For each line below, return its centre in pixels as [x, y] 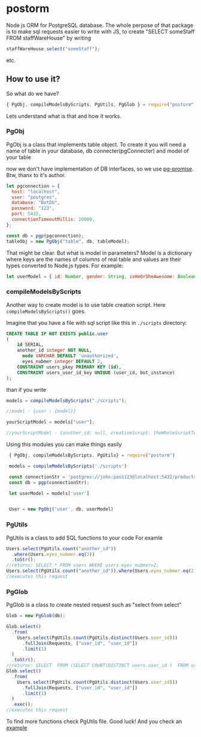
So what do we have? [33, 93]
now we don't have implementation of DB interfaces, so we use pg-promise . [100, 169]
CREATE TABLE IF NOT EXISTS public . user [57, 334]
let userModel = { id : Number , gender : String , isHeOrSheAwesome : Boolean [101, 276]
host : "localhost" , [36, 191]
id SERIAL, [31, 345]
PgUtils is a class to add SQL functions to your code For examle [84, 538]
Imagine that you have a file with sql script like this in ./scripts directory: [97, 322]
